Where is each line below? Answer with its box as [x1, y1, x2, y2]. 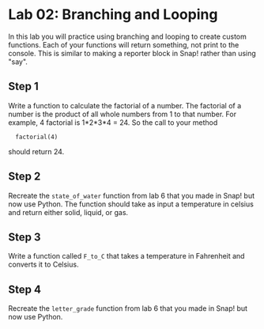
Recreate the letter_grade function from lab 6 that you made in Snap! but [8, 304, 247, 313]
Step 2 [8, 170, 41, 183]
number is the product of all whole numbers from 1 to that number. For [8, 109, 237, 119]
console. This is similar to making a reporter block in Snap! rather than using [8, 48, 257, 58]
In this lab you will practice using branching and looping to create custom [8, 32, 247, 41]
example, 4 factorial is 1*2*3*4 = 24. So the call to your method [8, 117, 218, 127]
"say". [8, 57, 28, 66]
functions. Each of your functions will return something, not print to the [8, 40, 239, 49]
